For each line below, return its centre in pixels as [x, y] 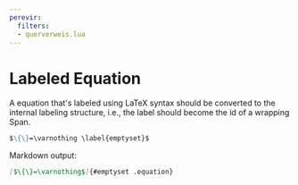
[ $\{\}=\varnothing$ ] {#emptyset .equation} [91, 172]
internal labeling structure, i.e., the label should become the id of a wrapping [149, 113]
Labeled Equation [75, 78]
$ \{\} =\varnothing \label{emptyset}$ [79, 139]
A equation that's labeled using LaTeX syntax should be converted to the [142, 103]
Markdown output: [43, 156]
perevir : [25, 17]
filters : [33, 26]
